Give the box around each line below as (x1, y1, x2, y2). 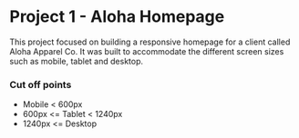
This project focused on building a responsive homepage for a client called (9, 36, 291, 47)
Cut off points (9, 78, 72, 91)
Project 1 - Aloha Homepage (9, 6, 225, 27)
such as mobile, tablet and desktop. (9, 55, 144, 66)
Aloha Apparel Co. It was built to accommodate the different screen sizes (9, 45, 284, 56)
